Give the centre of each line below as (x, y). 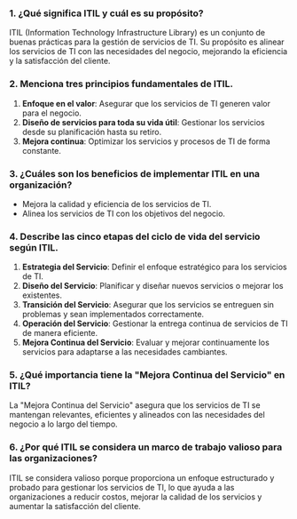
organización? (41, 185)
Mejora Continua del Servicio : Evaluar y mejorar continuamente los (146, 343)
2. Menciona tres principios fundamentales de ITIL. (121, 84)
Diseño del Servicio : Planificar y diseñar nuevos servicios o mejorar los (152, 286)
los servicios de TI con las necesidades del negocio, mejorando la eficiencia (148, 52)
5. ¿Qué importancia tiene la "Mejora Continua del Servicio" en (147, 375)
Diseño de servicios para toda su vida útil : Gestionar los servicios (143, 122)
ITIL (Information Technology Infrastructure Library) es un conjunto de (137, 33)
